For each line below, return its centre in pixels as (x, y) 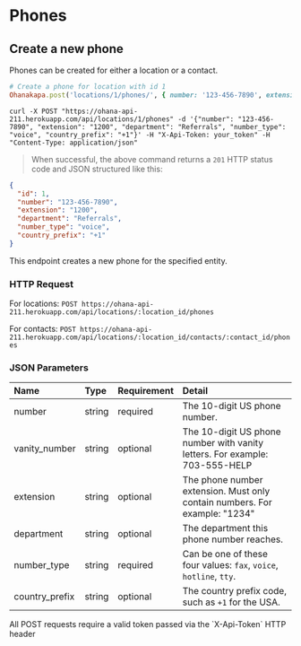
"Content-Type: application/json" (74, 143)
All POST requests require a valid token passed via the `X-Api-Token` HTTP (148, 624)
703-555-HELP (217, 466)
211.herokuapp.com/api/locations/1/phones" (92, 119)
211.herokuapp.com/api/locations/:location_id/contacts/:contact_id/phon (150, 337)
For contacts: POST (43, 329)
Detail (195, 391)
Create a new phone (66, 49)
